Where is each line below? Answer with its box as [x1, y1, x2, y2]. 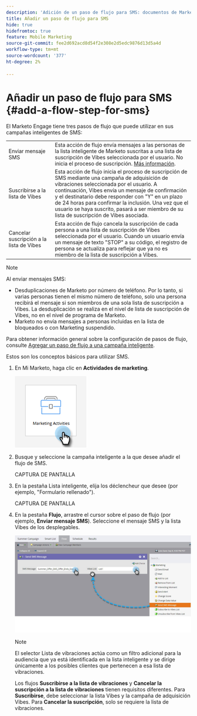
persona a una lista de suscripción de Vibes [55, 226, 160, 233]
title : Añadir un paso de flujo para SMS [6, 15, 109, 22]
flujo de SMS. [14, 460, 47, 467]
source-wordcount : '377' [6, 53, 67, 59]
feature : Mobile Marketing [6, 34, 72, 40]
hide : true [6, 22, 33, 28]
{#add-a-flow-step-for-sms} [6, 103, 151, 117]
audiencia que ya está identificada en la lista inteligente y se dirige [14, 656, 175, 663]
